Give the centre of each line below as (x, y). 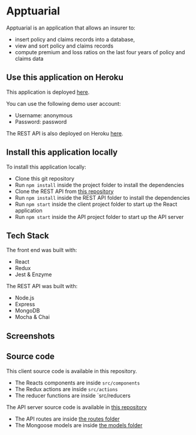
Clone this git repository (45, 178)
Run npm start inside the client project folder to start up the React (96, 204)
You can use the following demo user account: (64, 103)
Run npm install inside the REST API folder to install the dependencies (102, 197)
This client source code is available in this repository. (72, 371)
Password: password (41, 122)
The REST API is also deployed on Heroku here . (65, 133)
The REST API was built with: (42, 286)
